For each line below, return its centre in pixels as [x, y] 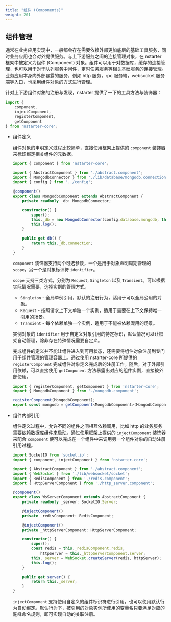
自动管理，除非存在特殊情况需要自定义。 [60, 340]
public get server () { [46, 577]
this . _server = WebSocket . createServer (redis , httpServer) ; [96, 558]
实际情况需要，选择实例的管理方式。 [51, 286]
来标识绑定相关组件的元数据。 [44, 154]
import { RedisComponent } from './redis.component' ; [71, 479]
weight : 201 [18, 15]
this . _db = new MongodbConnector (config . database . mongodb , [95, 220]
